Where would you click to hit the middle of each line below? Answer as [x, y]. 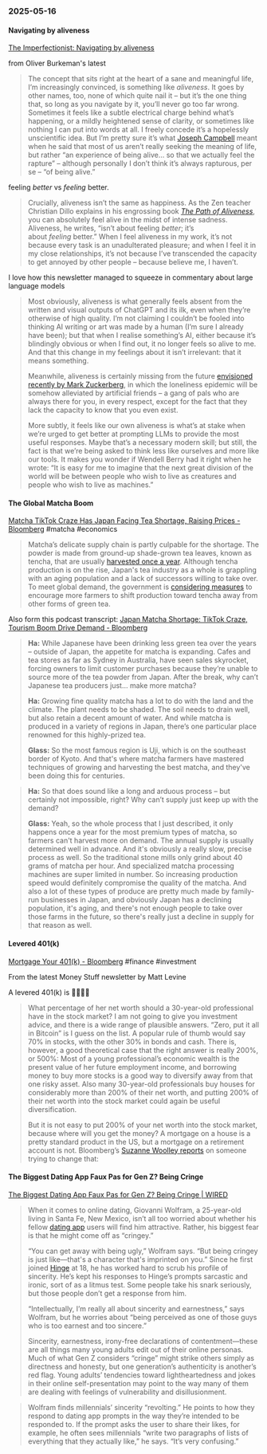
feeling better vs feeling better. [59, 187]
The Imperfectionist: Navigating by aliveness [81, 48]
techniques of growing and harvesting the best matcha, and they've [139, 768]
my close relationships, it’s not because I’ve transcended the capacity [142, 253]
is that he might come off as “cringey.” [90, 1235]
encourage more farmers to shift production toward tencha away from [143, 595]
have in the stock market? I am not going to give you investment [132, 1016]
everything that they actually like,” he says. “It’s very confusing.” [133, 1441]
